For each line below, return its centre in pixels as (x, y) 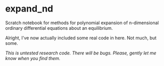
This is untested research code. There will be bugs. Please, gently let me (81, 53)
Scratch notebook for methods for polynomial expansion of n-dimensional (82, 23)
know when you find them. (33, 58)
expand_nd (29, 9)
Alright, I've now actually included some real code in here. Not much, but (81, 38)
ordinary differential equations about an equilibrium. (59, 28)
